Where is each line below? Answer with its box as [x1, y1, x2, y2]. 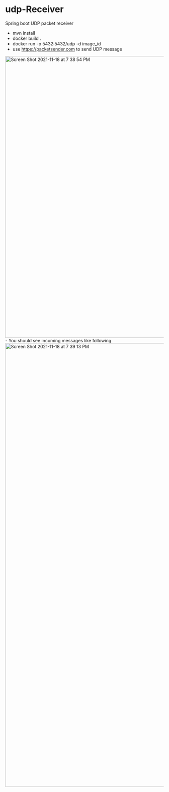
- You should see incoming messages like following [5, 337, 112, 343]
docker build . [12, 35, 41, 41]
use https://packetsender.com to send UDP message [12, 46, 122, 52]
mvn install [12, 30, 35, 36]
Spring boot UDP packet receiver [5, 20, 74, 26]
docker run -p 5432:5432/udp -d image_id [12, 40, 101, 46]
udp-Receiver [5, 4, 64, 15]
